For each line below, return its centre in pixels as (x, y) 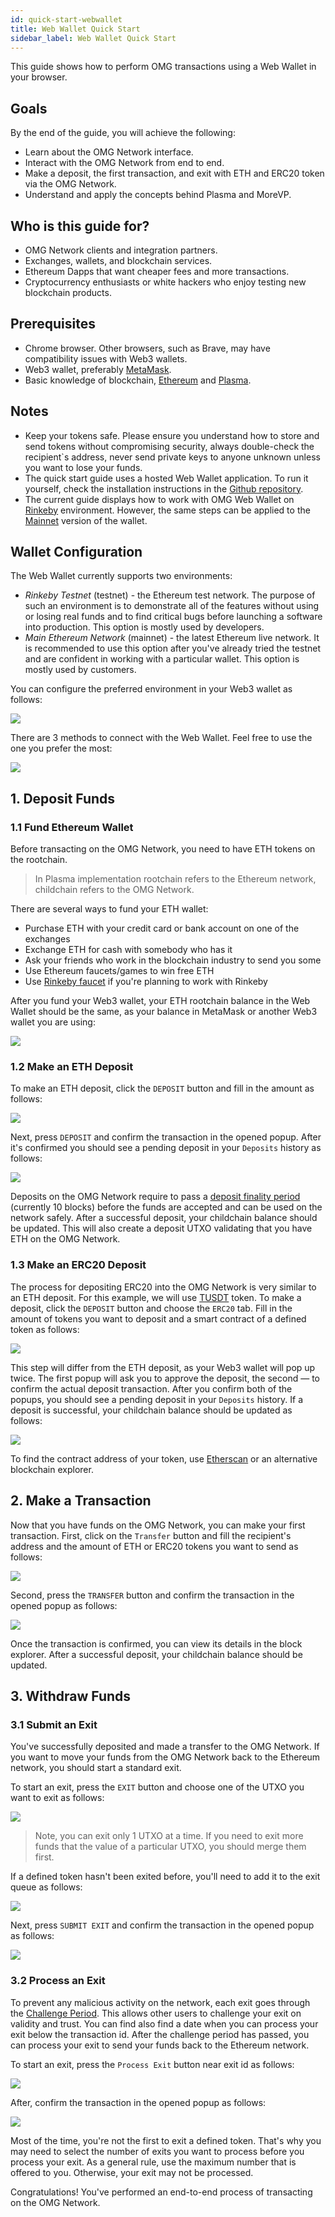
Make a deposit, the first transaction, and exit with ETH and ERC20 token (174, 173)
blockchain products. (68, 292)
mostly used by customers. (80, 670)
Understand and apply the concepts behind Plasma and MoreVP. (158, 195)
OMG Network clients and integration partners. (121, 250)
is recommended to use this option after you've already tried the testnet (173, 648)
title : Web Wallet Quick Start (75, 29)
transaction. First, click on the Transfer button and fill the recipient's (151, 1535)
